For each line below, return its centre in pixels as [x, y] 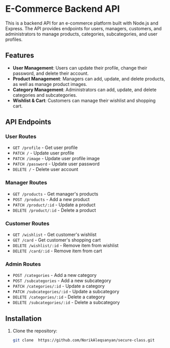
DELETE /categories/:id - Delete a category [59, 297]
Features [20, 56]
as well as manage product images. [50, 84]
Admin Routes [23, 264]
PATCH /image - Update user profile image [56, 159]
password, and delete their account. [51, 73]
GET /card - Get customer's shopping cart [57, 240]
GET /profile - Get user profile [45, 148]
